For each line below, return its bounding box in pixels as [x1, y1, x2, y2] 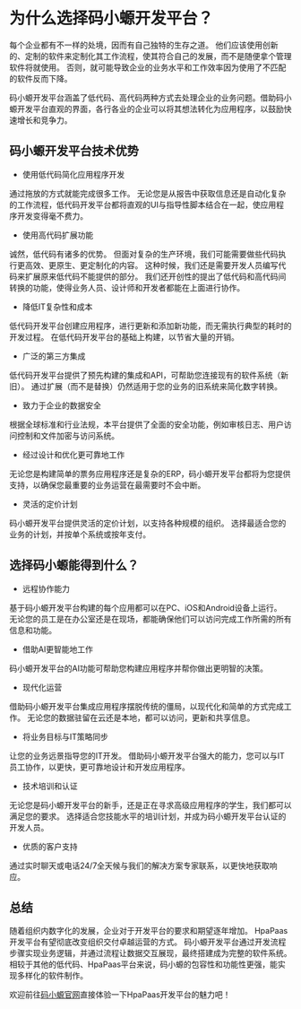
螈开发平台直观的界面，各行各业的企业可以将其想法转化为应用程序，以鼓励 [9, 103, 284, 114]
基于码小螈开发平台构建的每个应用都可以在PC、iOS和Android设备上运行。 [9, 602, 282, 613]
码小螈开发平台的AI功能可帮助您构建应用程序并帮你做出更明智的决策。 [9, 663, 269, 674]
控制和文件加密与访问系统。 [16, 430, 119, 440]
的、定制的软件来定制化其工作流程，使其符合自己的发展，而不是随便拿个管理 [9, 50, 292, 61]
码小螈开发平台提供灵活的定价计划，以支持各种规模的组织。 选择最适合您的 [9, 518, 287, 528]
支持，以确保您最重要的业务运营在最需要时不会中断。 [9, 479, 206, 490]
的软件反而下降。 [9, 73, 73, 83]
